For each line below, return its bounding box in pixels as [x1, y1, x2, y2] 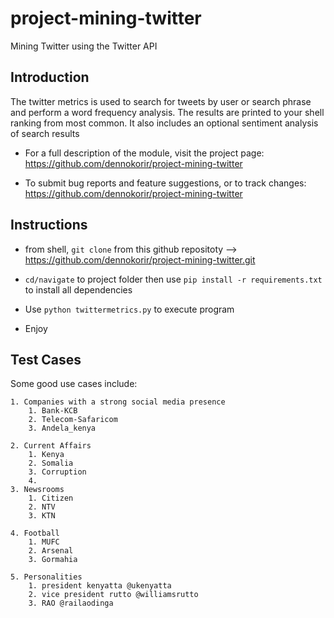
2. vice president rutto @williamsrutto [28, 590, 199, 600]
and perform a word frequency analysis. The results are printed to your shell [10, 106, 325, 118]
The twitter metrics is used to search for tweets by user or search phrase [10, 95, 312, 107]
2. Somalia [28, 458, 74, 469]
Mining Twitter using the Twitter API [10, 40, 158, 52]
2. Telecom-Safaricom [28, 415, 118, 425]
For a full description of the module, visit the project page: [24, 147, 265, 159]
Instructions [10, 217, 88, 234]
